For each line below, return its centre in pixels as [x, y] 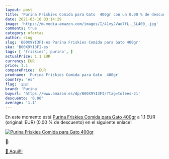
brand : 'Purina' [22, 89]
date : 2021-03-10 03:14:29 [33, 19]
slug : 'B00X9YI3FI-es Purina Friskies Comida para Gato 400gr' [73, 42]
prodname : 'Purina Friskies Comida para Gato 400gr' [63, 75]
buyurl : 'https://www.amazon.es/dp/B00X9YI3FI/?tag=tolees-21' [73, 93]
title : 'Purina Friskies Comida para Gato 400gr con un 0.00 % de [77, 14]
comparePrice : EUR [26, 70]
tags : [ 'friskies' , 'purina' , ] [39, 51]
